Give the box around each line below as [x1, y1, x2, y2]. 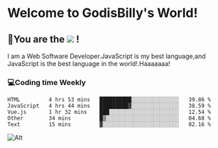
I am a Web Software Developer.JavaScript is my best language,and [7, 52, 206, 60]
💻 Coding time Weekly [7, 77, 87, 87]
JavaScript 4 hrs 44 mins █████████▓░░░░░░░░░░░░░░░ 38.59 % [7, 103, 212, 110]
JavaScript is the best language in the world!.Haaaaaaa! [7, 59, 170, 68]
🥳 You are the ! [7, 33, 80, 45]
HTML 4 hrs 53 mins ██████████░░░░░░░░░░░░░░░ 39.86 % [7, 96, 212, 103]
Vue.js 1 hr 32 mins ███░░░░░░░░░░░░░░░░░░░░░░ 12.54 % [7, 108, 212, 116]
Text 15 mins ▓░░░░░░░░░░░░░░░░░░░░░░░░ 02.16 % [7, 121, 212, 128]
